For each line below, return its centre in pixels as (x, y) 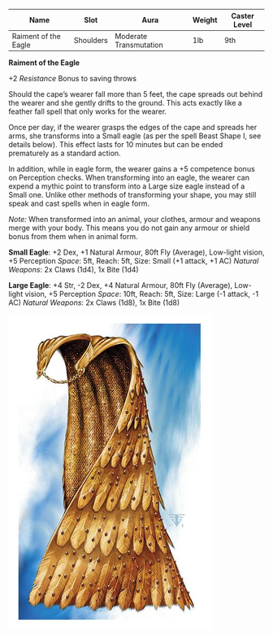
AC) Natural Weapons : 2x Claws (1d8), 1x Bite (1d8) (94, 303)
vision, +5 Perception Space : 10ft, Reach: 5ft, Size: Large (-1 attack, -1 (141, 294)
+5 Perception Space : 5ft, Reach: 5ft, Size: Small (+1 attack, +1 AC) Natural (134, 261)
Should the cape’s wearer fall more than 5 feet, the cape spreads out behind (136, 94)
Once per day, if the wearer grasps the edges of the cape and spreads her (133, 128)
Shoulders (91, 41)
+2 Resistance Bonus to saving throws (72, 79)
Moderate (131, 36)
